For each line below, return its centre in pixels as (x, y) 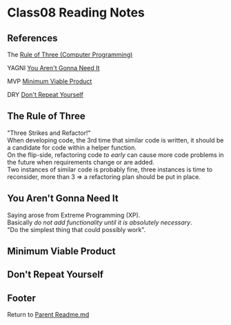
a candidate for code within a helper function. (72, 147)
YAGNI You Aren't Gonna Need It (53, 68)
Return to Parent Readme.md (48, 315)
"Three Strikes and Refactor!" (49, 133)
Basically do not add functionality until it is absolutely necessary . (100, 222)
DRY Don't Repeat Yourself (46, 95)
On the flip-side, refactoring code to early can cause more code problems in (115, 155)
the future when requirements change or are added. (81, 162)
